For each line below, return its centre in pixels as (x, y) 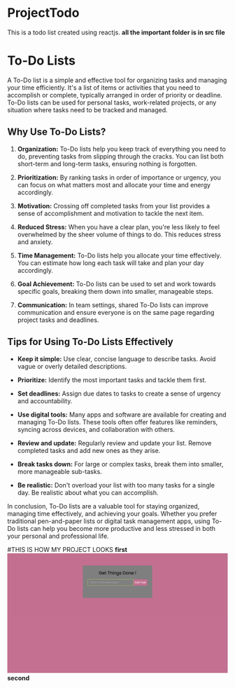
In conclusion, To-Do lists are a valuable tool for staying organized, (104, 506)
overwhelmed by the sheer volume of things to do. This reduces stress (119, 234)
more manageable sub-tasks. (60, 471)
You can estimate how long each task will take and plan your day (111, 263)
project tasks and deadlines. (58, 320)
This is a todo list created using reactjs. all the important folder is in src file (116, 32)
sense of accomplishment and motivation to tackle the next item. (111, 213)
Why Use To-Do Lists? (57, 132)
